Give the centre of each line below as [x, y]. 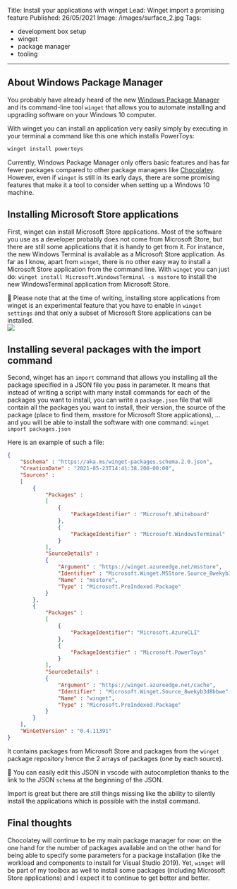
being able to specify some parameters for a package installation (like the [114, 855]
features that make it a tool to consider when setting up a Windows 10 [109, 185]
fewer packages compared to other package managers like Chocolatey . [111, 169]
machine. [21, 192]
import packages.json [39, 429]
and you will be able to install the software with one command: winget [108, 422]
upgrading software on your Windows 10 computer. [82, 114]
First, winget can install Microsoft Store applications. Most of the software [115, 232]
